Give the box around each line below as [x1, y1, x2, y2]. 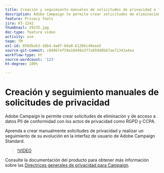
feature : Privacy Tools [5, 16, 54, 21]
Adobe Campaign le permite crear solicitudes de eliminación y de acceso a [5, 113, 156, 119]
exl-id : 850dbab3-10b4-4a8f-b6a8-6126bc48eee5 [5, 43, 102, 48]
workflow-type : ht [5, 52, 42, 58]
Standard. [5, 138, 25, 144]
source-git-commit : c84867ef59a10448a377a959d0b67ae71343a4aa [5, 48, 134, 53]
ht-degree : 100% [5, 61, 38, 66]
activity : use [5, 35, 34, 39]
